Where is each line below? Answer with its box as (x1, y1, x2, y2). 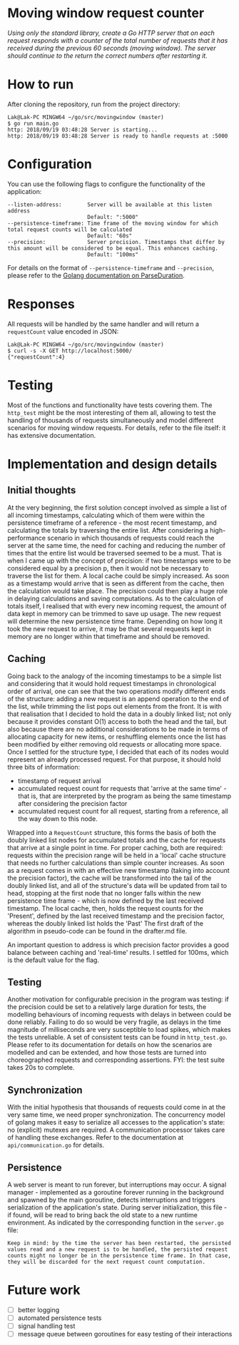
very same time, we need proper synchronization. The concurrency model (7, 1110, 226, 1119)
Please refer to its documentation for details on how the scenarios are (7, 1040, 213, 1049)
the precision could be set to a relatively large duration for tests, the (7, 1003, 207, 1011)
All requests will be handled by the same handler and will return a (7, 319, 200, 328)
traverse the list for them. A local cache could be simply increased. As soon (7, 571, 230, 580)
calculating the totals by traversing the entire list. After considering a (7, 526, 208, 534)
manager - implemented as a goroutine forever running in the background (7, 1187, 225, 1196)
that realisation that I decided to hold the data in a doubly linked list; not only (7, 710, 232, 718)
